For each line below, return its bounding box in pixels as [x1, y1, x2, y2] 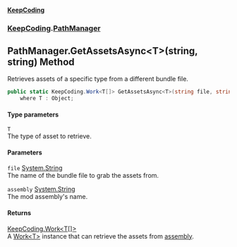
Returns [7, 209, 32, 217]
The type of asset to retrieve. [7, 132, 92, 140]
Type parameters [7, 110, 59, 119]
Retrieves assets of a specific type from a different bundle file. [7, 75, 189, 83]
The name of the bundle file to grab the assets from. [7, 171, 159, 180]
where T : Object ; [20, 95, 74, 102]
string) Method [7, 56, 75, 68]
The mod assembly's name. [7, 193, 88, 201]
